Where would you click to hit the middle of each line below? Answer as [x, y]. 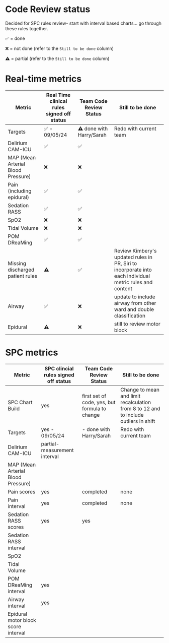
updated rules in [133, 257]
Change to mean [140, 390]
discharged [21, 270]
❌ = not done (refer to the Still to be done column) [60, 48]
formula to [94, 408]
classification [130, 315]
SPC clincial [59, 368]
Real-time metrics [44, 79]
